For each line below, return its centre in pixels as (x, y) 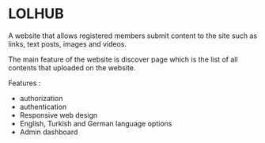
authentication (43, 107)
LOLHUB (36, 14)
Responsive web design (59, 115)
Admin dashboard (49, 132)
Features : (25, 83)
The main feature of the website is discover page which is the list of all (123, 59)
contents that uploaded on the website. (72, 67)
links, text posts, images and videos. (68, 43)
